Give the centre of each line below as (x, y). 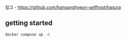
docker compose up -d (28, 34)
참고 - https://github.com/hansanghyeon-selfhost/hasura (63, 7)
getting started (29, 23)
